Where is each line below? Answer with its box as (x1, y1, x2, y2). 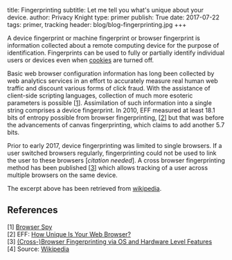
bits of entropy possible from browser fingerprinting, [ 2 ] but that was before (7, 113, 224, 122)
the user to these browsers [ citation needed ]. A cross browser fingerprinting (7, 156, 225, 165)
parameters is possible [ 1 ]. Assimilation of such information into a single (7, 99, 213, 106)
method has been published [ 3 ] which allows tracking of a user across (7, 164, 208, 171)
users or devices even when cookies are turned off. (7, 56, 154, 64)
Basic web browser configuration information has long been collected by (7, 69, 215, 77)
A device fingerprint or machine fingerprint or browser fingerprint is (7, 34, 201, 42)
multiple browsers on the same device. (7, 171, 118, 179)
